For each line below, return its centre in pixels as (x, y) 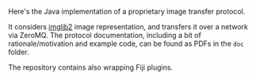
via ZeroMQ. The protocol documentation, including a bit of (105, 35)
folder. (19, 52)
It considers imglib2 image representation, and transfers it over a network (128, 27)
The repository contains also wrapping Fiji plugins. (90, 67)
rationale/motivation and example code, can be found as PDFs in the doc (126, 44)
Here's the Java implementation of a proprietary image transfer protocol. (127, 11)
